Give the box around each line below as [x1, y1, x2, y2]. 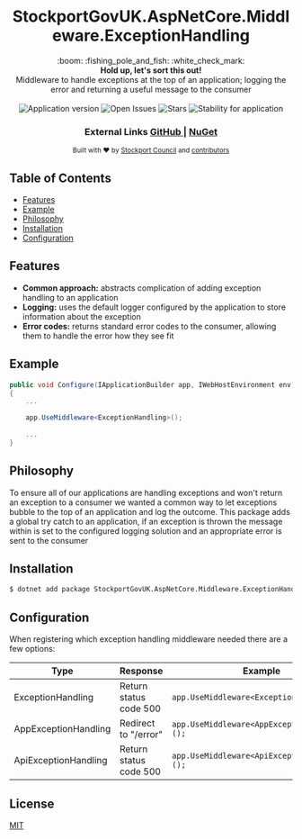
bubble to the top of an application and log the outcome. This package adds [9, 506, 290, 517]
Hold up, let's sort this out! [100, 65, 202, 76]
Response [120, 664, 164, 677]
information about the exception [22, 311, 141, 321]
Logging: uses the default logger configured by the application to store [22, 302, 286, 312]
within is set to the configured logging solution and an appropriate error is [9, 525, 282, 537]
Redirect [120, 717, 155, 730]
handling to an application [22, 292, 119, 302]
